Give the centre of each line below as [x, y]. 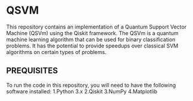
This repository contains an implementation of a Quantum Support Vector [96, 27]
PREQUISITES [32, 71]
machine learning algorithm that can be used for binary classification [91, 39]
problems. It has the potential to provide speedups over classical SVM [92, 46]
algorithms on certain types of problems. [56, 52]
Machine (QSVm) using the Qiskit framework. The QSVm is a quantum [93, 33]
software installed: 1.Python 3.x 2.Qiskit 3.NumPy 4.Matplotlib [82, 91]
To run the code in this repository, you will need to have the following [91, 85]
